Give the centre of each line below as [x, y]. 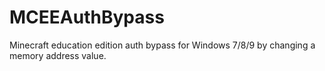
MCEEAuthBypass [87, 17]
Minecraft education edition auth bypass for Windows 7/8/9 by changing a [162, 45]
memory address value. [58, 55]
